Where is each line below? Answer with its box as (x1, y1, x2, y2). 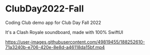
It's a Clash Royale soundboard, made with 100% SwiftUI (5, 29, 124, 35)
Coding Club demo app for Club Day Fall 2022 (5, 19, 102, 25)
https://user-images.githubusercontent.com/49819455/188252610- (5, 38, 145, 45)
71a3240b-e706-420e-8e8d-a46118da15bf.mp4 (5, 44, 105, 50)
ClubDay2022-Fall (5, 3, 84, 14)
